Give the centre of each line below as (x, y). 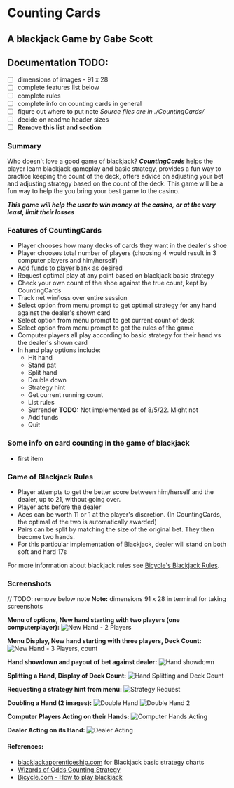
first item (30, 458)
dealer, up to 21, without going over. (69, 500)
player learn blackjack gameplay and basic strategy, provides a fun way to (115, 169)
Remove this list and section (59, 127)
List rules (41, 403)
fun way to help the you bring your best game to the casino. (94, 191)
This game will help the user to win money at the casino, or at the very (111, 205)
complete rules (39, 96)
